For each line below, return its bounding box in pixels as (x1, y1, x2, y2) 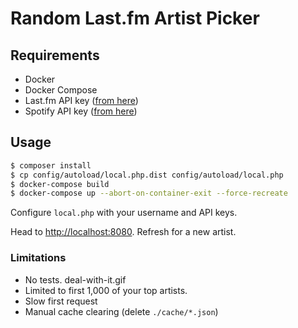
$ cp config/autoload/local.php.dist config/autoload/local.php (10, 170, 284, 180)
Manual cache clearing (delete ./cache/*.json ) (24, 305, 219, 317)
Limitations (10, 251, 67, 265)
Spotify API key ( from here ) (24, 105, 138, 117)
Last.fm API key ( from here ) (24, 95, 139, 106)
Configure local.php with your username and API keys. (10, 207, 238, 219)
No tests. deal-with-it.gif (24, 273, 127, 286)
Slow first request (24, 295, 98, 307)
